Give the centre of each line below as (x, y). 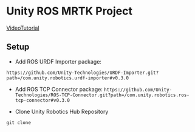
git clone (19, 122)
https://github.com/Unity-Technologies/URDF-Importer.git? (83, 73)
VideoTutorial (23, 28)
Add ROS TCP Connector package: (59, 89)
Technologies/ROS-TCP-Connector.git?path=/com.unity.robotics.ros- (102, 95)
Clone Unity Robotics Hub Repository (62, 111)
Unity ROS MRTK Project (69, 11)
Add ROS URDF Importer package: (58, 61)
